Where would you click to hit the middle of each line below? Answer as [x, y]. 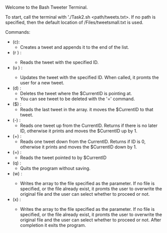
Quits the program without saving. [55, 168]
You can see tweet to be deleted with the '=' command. [77, 99]
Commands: [18, 32]
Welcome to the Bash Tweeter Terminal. [47, 7]
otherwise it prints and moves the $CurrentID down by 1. [78, 147]
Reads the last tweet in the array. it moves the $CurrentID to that [87, 109]
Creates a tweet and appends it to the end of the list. [74, 47]
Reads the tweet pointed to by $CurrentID [63, 158]
